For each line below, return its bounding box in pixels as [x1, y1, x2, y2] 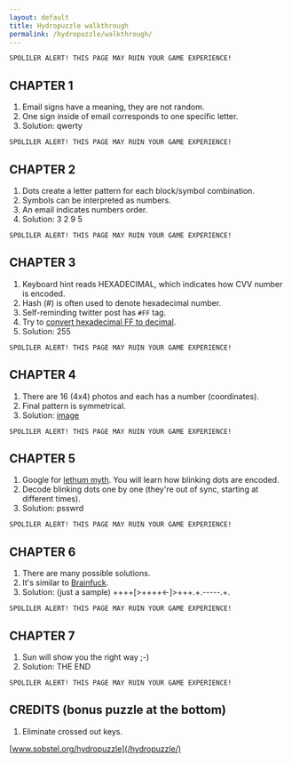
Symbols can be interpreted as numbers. [21, 195, 171, 205]
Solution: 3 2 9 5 [21, 214, 83, 224]
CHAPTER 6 [9, 544, 76, 559]
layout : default [9, 12, 69, 22]
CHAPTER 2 [9, 162, 76, 177]
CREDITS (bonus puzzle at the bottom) [9, 703, 226, 718]
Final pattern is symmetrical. [21, 400, 126, 411]
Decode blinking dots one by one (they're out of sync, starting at [21, 484, 259, 494]
